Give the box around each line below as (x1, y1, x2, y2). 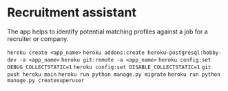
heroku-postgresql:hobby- (147, 49, 222, 56)
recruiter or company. (7, 34, 69, 42)
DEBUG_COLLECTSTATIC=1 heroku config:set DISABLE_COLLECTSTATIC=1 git (7, 64, 211, 70)
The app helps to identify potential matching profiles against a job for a (7, 27, 208, 36)
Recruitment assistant (7, 5, 136, 21)
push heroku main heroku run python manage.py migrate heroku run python (7, 70, 220, 78)
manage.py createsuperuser (7, 77, 85, 83)
